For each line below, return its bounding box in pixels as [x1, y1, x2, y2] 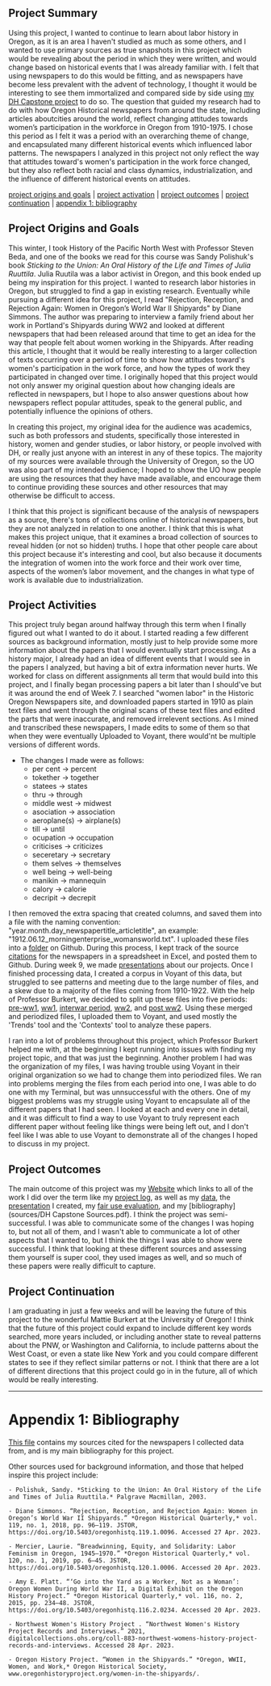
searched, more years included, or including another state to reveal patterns [8, 1332, 261, 1342]
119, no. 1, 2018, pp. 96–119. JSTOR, [8, 1521, 139, 1529]
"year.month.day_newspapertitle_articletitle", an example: [8, 925, 199, 936]
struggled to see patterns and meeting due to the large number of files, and [8, 977, 260, 987]
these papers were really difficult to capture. [8, 1261, 156, 1271]
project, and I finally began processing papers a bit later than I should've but [8, 680, 262, 689]
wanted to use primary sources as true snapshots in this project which [8, 44, 242, 55]
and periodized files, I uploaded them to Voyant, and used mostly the [8, 1012, 238, 1022]
